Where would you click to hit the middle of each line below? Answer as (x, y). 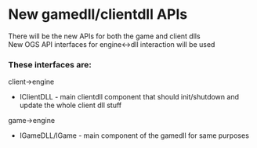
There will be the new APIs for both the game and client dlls (105, 36)
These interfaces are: (50, 64)
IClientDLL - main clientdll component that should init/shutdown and (129, 97)
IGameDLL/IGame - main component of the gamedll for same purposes (134, 135)
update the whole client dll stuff (71, 105)
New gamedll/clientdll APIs (98, 14)
